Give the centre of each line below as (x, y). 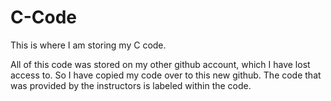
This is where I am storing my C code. (88, 45)
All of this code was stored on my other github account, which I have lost (160, 64)
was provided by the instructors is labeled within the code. (131, 85)
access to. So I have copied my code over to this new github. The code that (166, 75)
